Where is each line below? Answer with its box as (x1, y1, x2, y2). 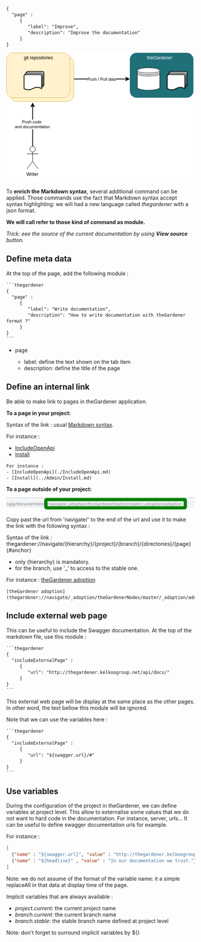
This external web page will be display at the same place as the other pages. (6, 698, 195, 705)
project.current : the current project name (14, 904, 116, 911)
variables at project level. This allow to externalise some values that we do (6, 808, 190, 816)
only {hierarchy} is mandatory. (14, 558, 90, 565)
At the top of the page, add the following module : (6, 270, 129, 277)
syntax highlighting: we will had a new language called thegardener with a (6, 201, 188, 207)
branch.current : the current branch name (14, 911, 117, 918)
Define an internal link (6, 382, 90, 392)
